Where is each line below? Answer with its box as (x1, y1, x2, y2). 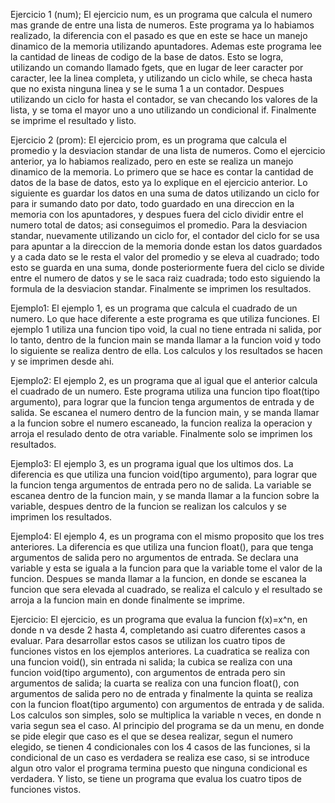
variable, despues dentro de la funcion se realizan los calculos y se (10, 500, 287, 512)
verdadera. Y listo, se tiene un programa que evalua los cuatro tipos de (10, 773, 302, 784)
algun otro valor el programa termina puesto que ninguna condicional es (10, 762, 308, 774)
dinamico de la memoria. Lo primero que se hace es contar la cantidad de (10, 166, 314, 178)
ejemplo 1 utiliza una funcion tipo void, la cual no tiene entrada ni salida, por (10, 324, 322, 335)
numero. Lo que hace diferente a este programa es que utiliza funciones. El (10, 313, 320, 324)
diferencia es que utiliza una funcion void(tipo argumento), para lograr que (10, 469, 318, 480)
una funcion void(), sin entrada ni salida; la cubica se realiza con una (10, 656, 293, 668)
